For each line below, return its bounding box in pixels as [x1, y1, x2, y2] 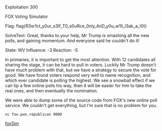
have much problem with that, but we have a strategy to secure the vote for [5, 67, 157, 73]
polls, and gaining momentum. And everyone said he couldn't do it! [5, 38, 140, 44]
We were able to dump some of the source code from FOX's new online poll [5, 97, 158, 103]
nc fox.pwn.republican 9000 [5, 112, 62, 117]
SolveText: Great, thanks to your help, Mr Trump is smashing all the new [5, 33, 150, 38]
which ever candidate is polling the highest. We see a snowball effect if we [5, 78, 155, 83]
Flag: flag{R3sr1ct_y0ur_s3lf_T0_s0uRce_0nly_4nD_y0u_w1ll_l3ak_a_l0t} [5, 23, 147, 29]
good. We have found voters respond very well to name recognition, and [5, 72, 151, 78]
